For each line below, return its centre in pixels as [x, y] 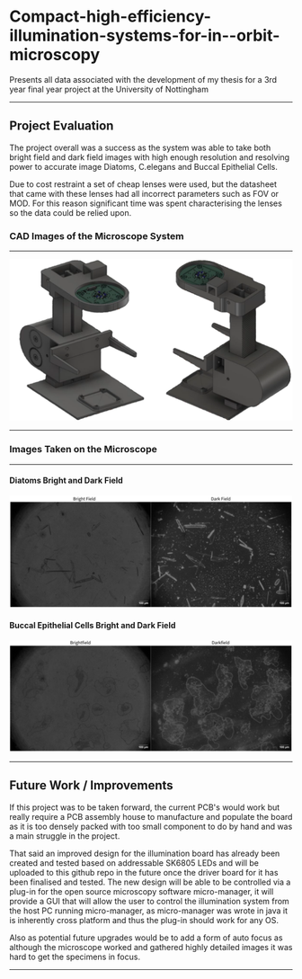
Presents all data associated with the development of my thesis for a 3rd [143, 79]
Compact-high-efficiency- [110, 17]
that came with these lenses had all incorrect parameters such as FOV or [144, 193]
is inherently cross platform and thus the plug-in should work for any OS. [144, 920]
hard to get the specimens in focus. [75, 957]
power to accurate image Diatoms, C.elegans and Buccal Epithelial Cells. [144, 166]
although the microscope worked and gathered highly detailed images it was [151, 947]
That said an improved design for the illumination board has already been [145, 853]
